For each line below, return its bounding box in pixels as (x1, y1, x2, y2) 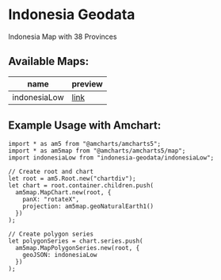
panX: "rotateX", (22, 195, 80, 203)
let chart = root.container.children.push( (8, 181, 154, 190)
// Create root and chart (8, 167, 93, 175)
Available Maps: (8, 55, 90, 68)
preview (71, 78, 103, 89)
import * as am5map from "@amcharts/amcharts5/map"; (8, 147, 186, 155)
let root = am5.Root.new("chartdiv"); (8, 175, 136, 182)
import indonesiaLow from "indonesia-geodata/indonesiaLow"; (8, 153, 215, 162)
